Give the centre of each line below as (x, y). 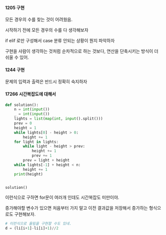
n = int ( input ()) (32, 109)
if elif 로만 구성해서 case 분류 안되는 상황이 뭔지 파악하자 (60, 41)
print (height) (28, 174)
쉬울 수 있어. (17, 58)
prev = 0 (23, 123)
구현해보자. (25, 214)
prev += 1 (42, 156)
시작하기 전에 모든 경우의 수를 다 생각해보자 (47, 30)
